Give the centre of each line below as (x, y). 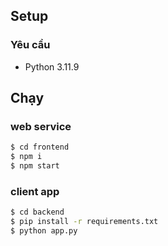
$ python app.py (44, 231)
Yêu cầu (30, 45)
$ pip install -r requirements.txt (84, 222)
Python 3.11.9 (52, 66)
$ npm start (35, 166)
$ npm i (26, 157)
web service (41, 126)
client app (35, 191)
